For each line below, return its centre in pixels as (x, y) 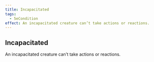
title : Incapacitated (27, 9)
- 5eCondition (24, 18)
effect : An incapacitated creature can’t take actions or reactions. (77, 23)
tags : (11, 14)
